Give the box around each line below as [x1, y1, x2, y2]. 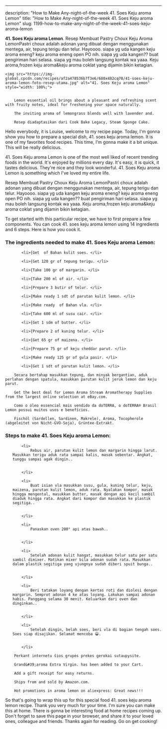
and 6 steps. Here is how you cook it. [5, 227, 82, 232]
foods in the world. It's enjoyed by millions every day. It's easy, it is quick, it [5, 159, 159, 165]
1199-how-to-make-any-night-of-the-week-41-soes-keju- [33, 20, 152, 26]
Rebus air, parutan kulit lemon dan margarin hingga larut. [30, 448, 158, 453]
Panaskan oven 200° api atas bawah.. [30, 526, 108, 532]
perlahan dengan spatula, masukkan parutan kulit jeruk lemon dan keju [5, 377, 157, 382]
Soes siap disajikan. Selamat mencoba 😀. [12, 631, 101, 637]
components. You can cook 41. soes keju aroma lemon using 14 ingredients [5, 221, 159, 227]
